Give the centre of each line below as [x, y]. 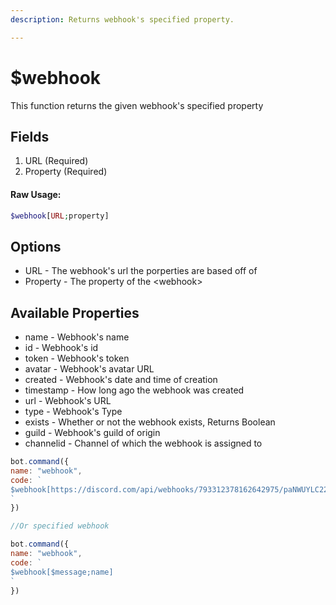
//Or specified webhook [60, 526]
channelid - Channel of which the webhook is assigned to [143, 443]
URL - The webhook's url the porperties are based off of [141, 271]
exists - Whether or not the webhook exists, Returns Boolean [150, 422]
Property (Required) [66, 172]
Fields [30, 136]
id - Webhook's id [61, 348]
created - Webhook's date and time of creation [121, 380]
